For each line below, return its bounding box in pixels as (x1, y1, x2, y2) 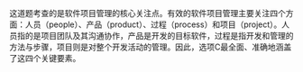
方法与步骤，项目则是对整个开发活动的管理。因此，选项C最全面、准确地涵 (9, 41, 284, 52)
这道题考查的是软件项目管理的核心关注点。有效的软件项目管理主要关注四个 (9, 8, 286, 18)
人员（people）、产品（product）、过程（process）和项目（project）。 (24, 19, 282, 30)
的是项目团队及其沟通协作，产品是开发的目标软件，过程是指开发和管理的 (24, 31, 294, 40)
